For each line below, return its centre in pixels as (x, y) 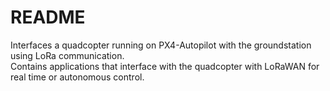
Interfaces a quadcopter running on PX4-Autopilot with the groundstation (161, 45)
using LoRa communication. (67, 55)
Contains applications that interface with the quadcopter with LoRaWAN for (165, 66)
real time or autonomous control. (77, 77)
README (48, 17)
